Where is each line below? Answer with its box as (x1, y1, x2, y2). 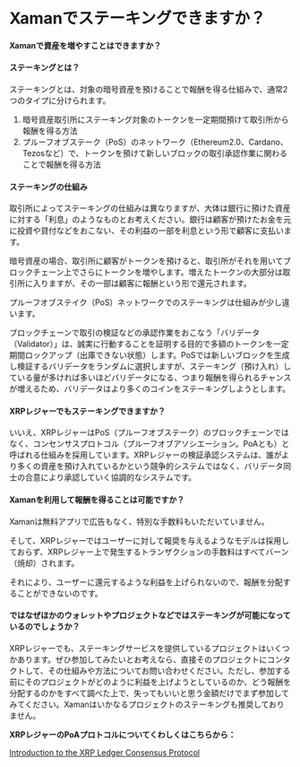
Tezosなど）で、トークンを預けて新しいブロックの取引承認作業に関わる (21, 147, 288, 158)
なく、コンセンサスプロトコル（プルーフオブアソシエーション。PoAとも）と (9, 439, 290, 449)
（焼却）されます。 (9, 557, 80, 568)
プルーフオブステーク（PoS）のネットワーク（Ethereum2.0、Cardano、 (21, 136, 288, 147)
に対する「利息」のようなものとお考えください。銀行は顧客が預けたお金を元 (9, 214, 292, 225)
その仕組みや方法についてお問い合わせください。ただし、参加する (47, 665, 291, 675)
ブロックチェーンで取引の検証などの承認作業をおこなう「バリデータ (9, 327, 261, 338)
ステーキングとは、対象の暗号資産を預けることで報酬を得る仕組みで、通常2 (9, 83, 288, 94)
